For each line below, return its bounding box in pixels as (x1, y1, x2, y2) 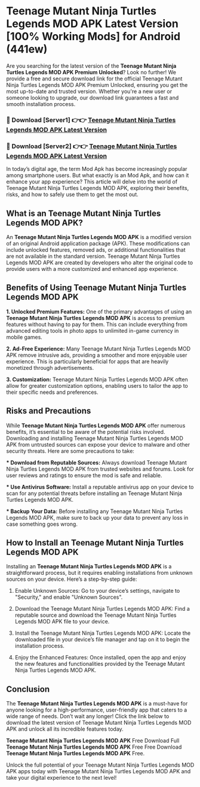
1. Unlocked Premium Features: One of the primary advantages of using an (6, 307, 192, 315)
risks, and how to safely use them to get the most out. (6, 191, 139, 198)
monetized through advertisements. (6, 364, 94, 371)
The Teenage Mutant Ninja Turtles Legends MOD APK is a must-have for (6, 700, 188, 707)
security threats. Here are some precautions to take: (6, 447, 134, 454)
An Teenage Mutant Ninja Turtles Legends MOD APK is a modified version (6, 233, 192, 240)
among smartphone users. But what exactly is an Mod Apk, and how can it (6, 172, 189, 179)
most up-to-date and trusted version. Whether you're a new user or (6, 88, 172, 95)
